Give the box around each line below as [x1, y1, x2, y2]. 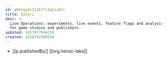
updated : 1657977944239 [5, 30, 55, 35]
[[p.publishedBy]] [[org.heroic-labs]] [12, 48, 87, 54]
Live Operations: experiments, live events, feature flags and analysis [9, 21, 164, 26]
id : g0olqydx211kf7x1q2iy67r [5, 7, 66, 12]
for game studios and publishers [9, 26, 79, 30]
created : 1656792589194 [5, 35, 55, 40]
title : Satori [5, 12, 35, 17]
